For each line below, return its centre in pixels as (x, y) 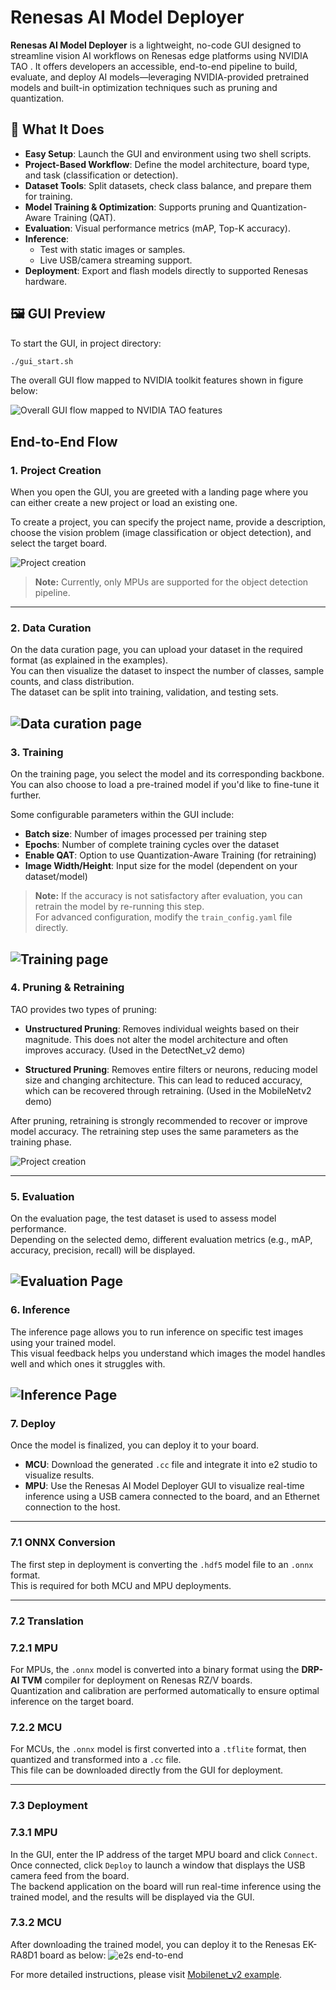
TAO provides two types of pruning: (84, 1009)
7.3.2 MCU (36, 1923)
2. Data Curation (51, 628)
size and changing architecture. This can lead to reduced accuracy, (163, 1080)
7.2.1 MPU (34, 1648)
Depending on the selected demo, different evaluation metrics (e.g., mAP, (161, 1240)
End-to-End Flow (64, 441)
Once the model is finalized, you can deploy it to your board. (134, 1445)
